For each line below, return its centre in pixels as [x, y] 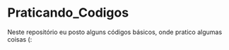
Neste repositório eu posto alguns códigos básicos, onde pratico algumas [115, 32]
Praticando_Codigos [68, 13]
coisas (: [20, 39]
